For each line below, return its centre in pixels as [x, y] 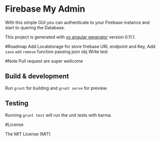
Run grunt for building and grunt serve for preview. [56, 88]
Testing [17, 103]
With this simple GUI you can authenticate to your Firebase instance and [77, 22]
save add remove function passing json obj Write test [56, 52]
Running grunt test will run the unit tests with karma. [58, 115]
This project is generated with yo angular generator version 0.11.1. [71, 37]
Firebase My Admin [45, 9]
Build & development [37, 76]
